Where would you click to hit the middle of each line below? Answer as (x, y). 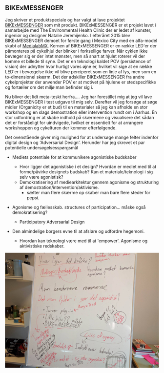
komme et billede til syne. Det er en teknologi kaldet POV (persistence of (78, 61)
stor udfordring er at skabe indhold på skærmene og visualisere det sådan (80, 117)
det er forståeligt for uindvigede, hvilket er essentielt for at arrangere (74, 123)
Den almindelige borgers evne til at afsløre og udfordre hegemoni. (78, 231)
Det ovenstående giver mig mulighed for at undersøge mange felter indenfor (82, 137)
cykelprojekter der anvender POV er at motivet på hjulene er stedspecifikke (81, 82)
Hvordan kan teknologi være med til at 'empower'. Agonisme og (83, 241)
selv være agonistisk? (41, 177)
